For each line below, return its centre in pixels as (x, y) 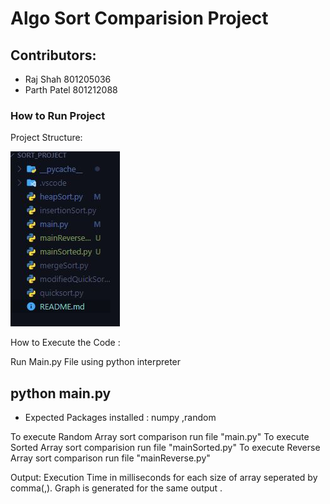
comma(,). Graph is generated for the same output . (116, 488)
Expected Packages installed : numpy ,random (120, 418)
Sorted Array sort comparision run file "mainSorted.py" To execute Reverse (165, 448)
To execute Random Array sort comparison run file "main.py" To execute (160, 437)
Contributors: (53, 55)
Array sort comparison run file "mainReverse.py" (110, 458)
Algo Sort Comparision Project (139, 18)
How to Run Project (58, 115)
